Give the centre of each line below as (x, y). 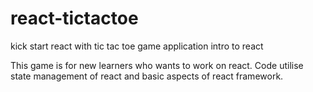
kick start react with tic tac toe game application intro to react (137, 46)
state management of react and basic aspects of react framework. (147, 76)
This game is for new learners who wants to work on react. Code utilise (157, 65)
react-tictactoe (74, 18)
